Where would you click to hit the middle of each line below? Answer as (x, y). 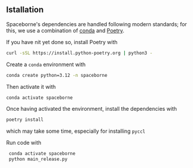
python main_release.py (38, 159)
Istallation (25, 10)
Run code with (24, 143)
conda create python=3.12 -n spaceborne (57, 75)
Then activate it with (31, 86)
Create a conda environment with (46, 64)
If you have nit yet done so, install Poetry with (62, 42)
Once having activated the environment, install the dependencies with (91, 109)
